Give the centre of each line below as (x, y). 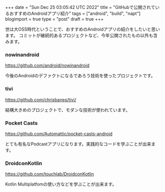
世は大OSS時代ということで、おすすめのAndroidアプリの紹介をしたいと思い (82, 29)
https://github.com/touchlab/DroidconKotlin (50, 174)
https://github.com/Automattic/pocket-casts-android (59, 134)
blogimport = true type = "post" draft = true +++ (55, 19)
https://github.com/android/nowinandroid (47, 65)
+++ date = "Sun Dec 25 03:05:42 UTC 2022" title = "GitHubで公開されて (80, 7)
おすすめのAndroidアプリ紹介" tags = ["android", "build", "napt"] (75, 13)
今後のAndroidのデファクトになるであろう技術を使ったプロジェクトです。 (80, 76)
